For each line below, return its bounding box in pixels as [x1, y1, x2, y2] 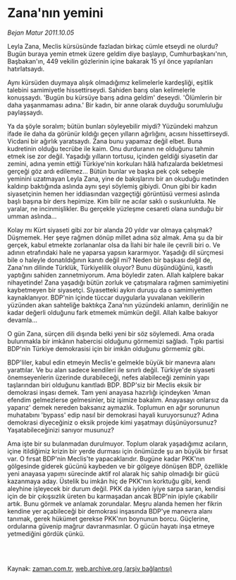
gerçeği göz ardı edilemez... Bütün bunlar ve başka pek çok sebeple [7, 167, 204, 175]
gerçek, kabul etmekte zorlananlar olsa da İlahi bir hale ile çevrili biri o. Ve [7, 240, 221, 249]
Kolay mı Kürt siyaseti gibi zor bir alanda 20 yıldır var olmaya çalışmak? [7, 225, 213, 234]
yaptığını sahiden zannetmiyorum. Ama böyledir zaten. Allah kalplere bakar [7, 271, 224, 279]
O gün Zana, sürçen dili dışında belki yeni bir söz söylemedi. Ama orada [7, 329, 215, 338]
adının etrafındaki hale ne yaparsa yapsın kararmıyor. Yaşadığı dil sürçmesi [7, 248, 224, 256]
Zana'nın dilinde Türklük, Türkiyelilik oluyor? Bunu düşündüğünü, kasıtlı [7, 263, 213, 271]
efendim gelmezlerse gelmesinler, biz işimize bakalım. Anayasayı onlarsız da [7, 396, 229, 404]
